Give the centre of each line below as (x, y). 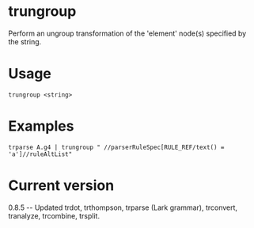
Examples (41, 126)
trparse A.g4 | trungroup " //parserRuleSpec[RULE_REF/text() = (116, 147)
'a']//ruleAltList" (40, 154)
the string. (25, 41)
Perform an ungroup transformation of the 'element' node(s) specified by (127, 33)
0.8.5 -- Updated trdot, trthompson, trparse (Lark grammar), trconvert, (123, 207)
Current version (61, 185)
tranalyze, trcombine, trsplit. (54, 215)
